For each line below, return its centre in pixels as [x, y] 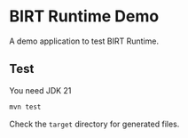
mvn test [25, 107]
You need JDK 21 [40, 90]
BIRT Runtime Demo [84, 16]
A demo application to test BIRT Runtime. [84, 41]
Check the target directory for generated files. [94, 124]
